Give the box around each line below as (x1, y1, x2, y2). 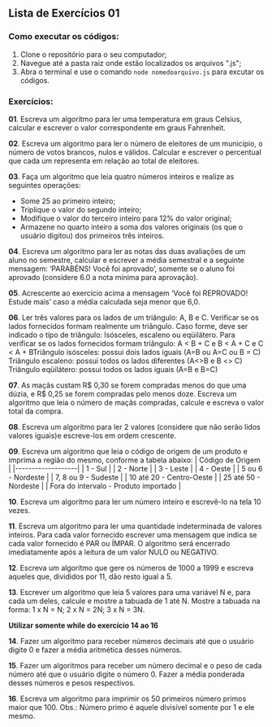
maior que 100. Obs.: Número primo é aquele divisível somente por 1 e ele (8, 702, 255, 712)
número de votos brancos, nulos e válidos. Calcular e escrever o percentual (8, 147, 261, 157)
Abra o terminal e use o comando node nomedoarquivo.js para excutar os (19, 67, 265, 77)
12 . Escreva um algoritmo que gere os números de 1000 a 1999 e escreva (8, 563, 254, 572)
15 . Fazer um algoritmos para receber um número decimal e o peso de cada (8, 660, 262, 670)
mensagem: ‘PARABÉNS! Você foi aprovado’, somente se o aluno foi (8, 264, 235, 274)
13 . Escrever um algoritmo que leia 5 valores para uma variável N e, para (8, 587, 251, 597)
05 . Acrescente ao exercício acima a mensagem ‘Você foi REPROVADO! (8, 288, 248, 298)
